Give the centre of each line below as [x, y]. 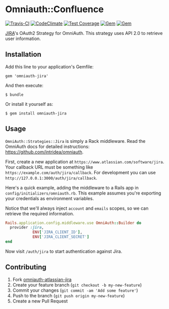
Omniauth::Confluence [55, 9]
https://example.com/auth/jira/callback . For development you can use [80, 172]
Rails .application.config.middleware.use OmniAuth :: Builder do [73, 223]
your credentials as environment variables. [50, 198]
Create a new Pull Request [40, 301]
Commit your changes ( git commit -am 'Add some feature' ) [75, 290]
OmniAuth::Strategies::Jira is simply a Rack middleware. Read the [75, 141]
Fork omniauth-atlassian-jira [42, 279]
